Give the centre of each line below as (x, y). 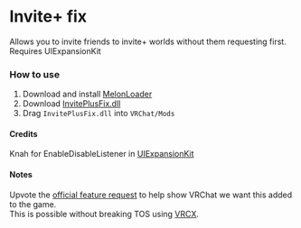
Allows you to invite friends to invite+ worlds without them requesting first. (148, 41)
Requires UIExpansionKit (55, 50)
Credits (24, 133)
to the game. (33, 204)
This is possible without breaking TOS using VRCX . (104, 214)
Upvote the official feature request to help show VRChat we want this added (151, 195)
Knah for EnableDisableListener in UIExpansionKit (102, 154)
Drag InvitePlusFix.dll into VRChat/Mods (99, 114)
